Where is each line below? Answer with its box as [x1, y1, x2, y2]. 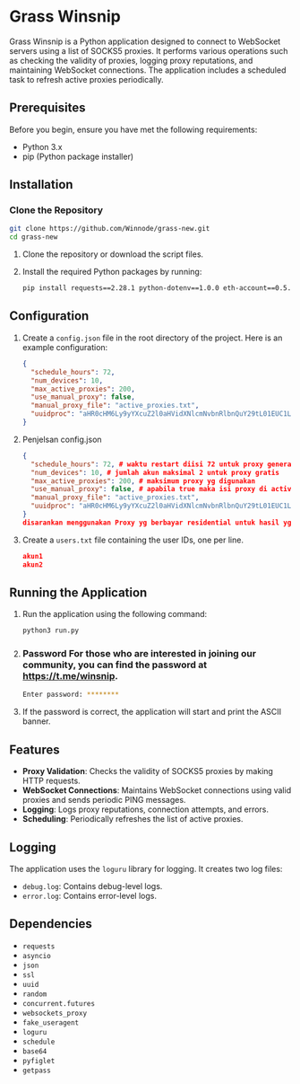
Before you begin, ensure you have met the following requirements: [9, 124, 258, 135]
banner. [21, 716, 51, 727]
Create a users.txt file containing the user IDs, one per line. [21, 534, 244, 545]
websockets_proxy [21, 1009, 88, 1018]
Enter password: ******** [21, 690, 119, 700]
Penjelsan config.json [21, 434, 102, 445]
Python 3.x [21, 141, 63, 152]
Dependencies [9, 916, 92, 931]
